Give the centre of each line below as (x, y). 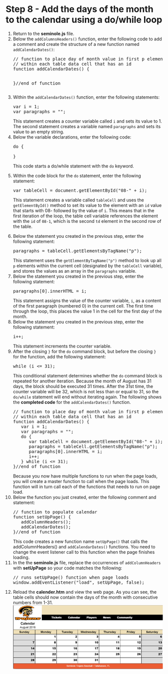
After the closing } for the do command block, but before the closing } (84, 351)
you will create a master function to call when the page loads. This (81, 481)
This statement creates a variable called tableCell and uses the (78, 200)
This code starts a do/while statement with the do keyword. (73, 166)
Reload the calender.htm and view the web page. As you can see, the (85, 592)
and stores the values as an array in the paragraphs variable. (75, 271)
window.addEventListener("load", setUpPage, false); (79, 582)
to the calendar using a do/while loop (84, 20)
